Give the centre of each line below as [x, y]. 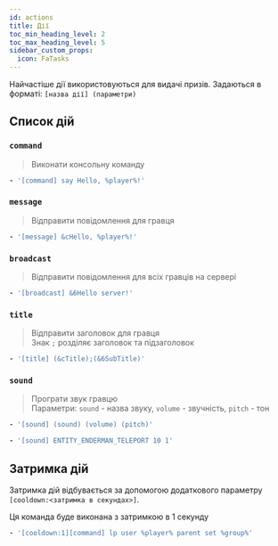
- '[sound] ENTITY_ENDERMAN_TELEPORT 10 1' [91, 441]
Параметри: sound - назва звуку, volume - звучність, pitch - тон [150, 408]
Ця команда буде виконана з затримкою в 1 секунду [109, 517]
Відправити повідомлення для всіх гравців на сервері [134, 277]
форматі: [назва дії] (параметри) [73, 94]
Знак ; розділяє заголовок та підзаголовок [112, 343]
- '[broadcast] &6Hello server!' [71, 293]
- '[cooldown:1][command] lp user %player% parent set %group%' [131, 533]
